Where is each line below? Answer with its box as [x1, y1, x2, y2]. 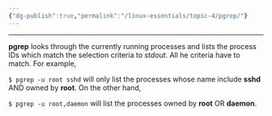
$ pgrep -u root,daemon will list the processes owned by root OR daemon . [8, 98, 257, 108]
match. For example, [8, 58, 77, 68]
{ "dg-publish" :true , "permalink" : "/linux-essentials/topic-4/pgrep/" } [8, 11, 249, 20]
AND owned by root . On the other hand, [8, 82, 142, 93]
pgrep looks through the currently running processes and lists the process [8, 41, 257, 51]
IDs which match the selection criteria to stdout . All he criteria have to [8, 50, 240, 60]
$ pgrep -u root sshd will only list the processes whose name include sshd [8, 74, 261, 84]
